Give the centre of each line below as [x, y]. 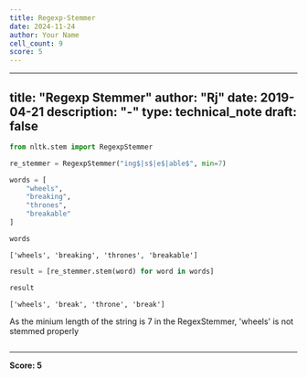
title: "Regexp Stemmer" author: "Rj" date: [133, 97]
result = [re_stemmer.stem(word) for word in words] [112, 271]
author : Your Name [44, 35]
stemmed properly [44, 331]
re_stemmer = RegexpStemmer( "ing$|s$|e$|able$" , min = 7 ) [118, 163]
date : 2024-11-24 [42, 26]
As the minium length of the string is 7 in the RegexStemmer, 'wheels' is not [152, 321]
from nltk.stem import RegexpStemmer [81, 147]
